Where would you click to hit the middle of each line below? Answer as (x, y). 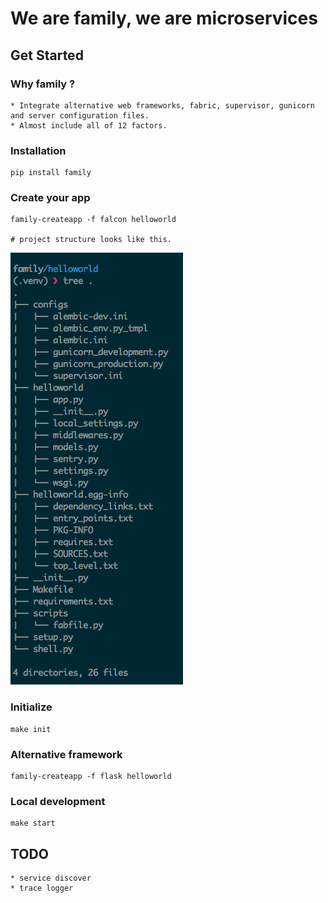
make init (31, 729)
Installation (38, 150)
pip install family (51, 173)
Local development (58, 801)
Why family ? (43, 84)
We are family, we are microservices (164, 18)
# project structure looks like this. (91, 240)
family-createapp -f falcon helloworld (93, 220)
